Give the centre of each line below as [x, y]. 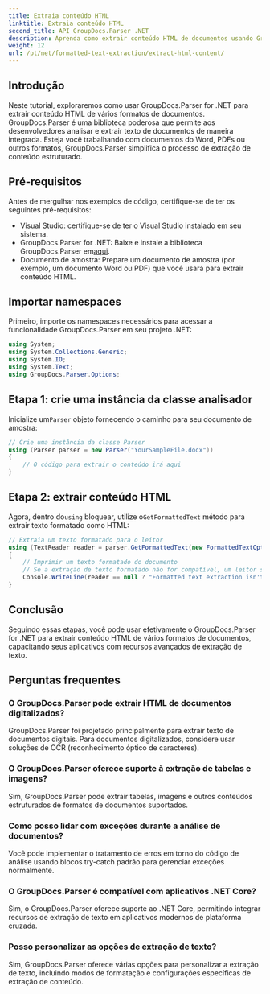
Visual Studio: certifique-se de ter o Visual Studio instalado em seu [131, 225]
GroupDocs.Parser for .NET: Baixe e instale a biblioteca [111, 242]
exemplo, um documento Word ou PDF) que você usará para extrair [132, 268]
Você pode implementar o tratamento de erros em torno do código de [124, 853]
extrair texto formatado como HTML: [69, 525]
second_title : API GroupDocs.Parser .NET [79, 31]
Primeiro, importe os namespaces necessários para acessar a [110, 321]
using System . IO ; [37, 360]
